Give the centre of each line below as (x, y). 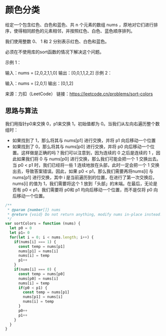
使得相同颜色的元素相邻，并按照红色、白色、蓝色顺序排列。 (74, 31)
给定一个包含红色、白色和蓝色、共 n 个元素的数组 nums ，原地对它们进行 (80, 25)
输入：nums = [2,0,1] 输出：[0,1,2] (39, 83)
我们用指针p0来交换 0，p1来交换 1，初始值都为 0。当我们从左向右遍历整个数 (83, 123)
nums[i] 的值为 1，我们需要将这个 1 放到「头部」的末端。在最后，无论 (83, 184)
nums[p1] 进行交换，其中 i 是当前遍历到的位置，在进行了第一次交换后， (84, 177)
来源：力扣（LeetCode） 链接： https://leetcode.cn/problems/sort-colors (79, 94)
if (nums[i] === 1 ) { (35, 242)
